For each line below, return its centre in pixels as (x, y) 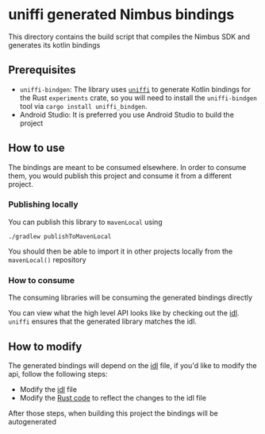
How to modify (45, 346)
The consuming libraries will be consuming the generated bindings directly (130, 298)
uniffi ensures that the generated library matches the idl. (102, 322)
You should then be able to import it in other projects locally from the (121, 251)
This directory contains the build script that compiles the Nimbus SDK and (129, 37)
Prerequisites (42, 70)
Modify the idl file (48, 389)
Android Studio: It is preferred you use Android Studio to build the (127, 114)
